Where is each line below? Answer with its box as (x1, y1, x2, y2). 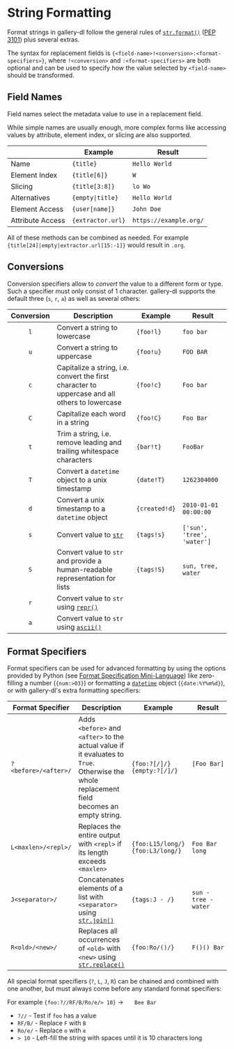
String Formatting (7, 5, 111, 21)
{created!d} (136, 504, 176, 513)
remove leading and (56, 437, 122, 447)
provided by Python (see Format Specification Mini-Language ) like (7, 671, 198, 680)
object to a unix (56, 475, 107, 485)
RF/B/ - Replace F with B (17, 1019, 86, 1027)
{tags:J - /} (131, 896, 175, 903)
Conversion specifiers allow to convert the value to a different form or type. (7, 279, 224, 288)
